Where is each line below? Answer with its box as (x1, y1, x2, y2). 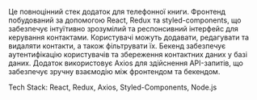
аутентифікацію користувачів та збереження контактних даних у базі (8, 50, 248, 59)
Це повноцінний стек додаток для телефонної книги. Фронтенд (8, 7, 226, 16)
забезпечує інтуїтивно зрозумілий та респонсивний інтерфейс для (8, 24, 238, 33)
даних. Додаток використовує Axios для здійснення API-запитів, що (8, 58, 244, 68)
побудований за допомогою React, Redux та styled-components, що (8, 15, 242, 25)
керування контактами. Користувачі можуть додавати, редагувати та (8, 32, 249, 42)
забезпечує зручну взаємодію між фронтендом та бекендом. (8, 67, 221, 76)
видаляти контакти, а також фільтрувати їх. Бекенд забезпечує (8, 41, 226, 51)
